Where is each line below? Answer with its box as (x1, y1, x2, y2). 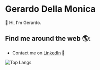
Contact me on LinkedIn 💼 (12, 50, 65, 56)
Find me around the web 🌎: (5, 34, 91, 43)
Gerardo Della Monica (5, 3, 96, 15)
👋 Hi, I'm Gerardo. (5, 20, 41, 25)
